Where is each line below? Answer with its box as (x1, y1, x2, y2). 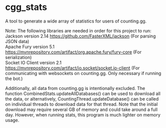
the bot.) (5, 75, 23, 81)
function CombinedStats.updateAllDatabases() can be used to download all (5, 90, 160, 96)
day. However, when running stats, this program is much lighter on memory (5, 111, 160, 117)
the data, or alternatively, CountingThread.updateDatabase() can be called (5, 95, 159, 101)
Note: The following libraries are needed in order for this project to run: (5, 27, 151, 33)
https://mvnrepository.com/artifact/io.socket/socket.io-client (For (5, 64, 140, 71)
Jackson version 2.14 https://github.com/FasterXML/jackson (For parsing (5, 33, 156, 39)
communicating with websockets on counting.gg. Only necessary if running (5, 70, 161, 76)
